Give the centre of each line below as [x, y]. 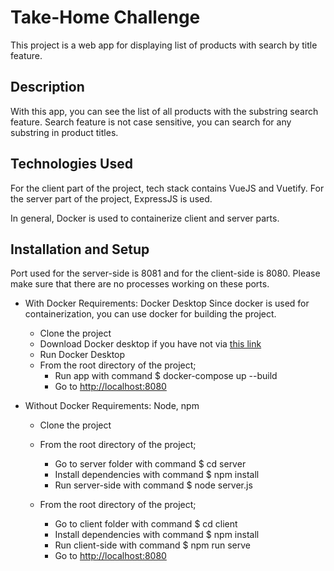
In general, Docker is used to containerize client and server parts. [145, 218]
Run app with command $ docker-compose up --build [166, 376]
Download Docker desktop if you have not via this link [150, 344]
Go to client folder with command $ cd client [146, 524]
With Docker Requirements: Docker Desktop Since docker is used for [167, 303]
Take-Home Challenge [105, 17]
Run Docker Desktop [82, 355]
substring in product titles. [64, 132]
